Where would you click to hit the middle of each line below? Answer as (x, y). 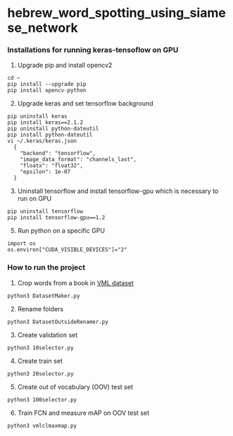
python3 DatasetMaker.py (44, 296)
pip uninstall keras (38, 117)
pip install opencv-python (47, 91)
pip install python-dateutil (50, 135)
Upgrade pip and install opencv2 (65, 66)
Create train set (40, 361)
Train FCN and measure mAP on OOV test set (83, 413)
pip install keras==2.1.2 (45, 123)
